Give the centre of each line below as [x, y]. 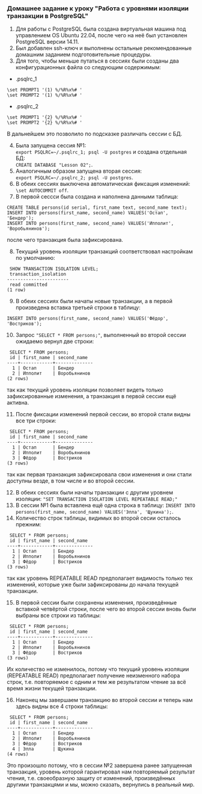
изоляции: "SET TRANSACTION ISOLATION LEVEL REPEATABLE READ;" [96, 499]
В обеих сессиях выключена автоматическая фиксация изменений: [103, 184]
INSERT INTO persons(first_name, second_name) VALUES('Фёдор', [88, 319]
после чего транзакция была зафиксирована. [65, 240]
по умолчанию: [35, 258]
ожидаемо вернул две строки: [55, 342]
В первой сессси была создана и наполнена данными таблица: [97, 197]
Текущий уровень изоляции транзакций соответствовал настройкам [104, 251]
